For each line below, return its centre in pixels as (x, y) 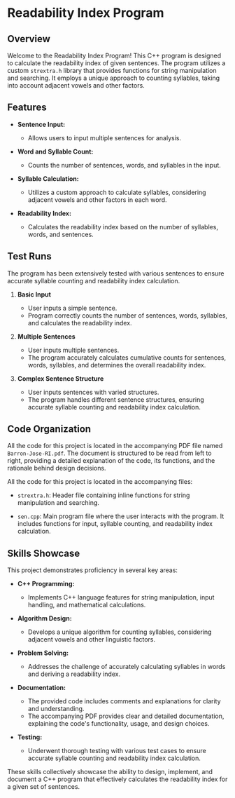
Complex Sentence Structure (60, 378)
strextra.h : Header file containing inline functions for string (104, 495)
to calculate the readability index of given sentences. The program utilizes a (116, 63)
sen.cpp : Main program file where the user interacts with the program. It (121, 516)
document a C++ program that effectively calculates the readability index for (117, 779)
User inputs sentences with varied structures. (93, 392)
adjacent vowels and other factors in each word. (97, 199)
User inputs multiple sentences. (73, 350)
